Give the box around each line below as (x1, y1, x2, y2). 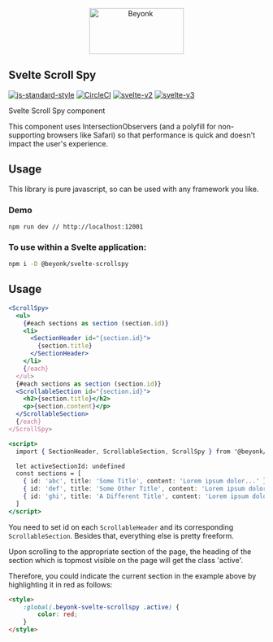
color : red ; (37, 610, 79, 618)
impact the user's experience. (8, 138, 108, 148)
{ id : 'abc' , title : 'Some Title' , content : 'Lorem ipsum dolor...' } (23, 477, 267, 486)
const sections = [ (15, 469, 82, 478)
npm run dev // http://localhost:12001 (8, 222, 144, 231)
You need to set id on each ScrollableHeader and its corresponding (8, 522, 234, 532)
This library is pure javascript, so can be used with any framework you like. (8, 184, 259, 194)
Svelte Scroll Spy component (8, 106, 106, 116)
